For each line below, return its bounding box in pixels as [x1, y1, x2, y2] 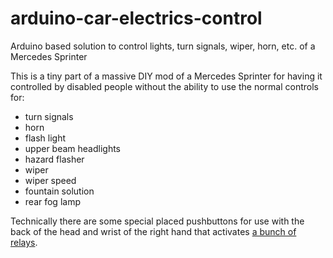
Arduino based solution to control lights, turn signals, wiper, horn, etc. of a [10, 40, 316, 52]
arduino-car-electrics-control [10, 7, 263, 30]
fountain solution [24, 185, 95, 197]
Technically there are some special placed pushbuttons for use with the [10, 215, 305, 227]
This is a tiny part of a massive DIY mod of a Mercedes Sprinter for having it [10, 70, 323, 82]
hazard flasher [24, 153, 85, 165]
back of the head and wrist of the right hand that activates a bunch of [10, 225, 297, 237]
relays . [10, 236, 38, 248]
